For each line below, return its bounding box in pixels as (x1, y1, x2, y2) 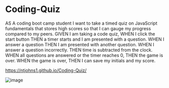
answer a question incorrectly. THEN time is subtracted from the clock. (5, 47, 153, 53)
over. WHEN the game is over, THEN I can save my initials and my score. (5, 57, 156, 63)
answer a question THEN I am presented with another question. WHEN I (5, 41, 154, 47)
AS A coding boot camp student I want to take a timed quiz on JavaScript (5, 20, 157, 26)
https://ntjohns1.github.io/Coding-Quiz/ (5, 67, 87, 73)
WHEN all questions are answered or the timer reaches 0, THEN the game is (5, 52, 163, 58)
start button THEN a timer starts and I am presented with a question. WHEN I (5, 36, 164, 42)
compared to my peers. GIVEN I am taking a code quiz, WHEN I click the (5, 31, 155, 37)
